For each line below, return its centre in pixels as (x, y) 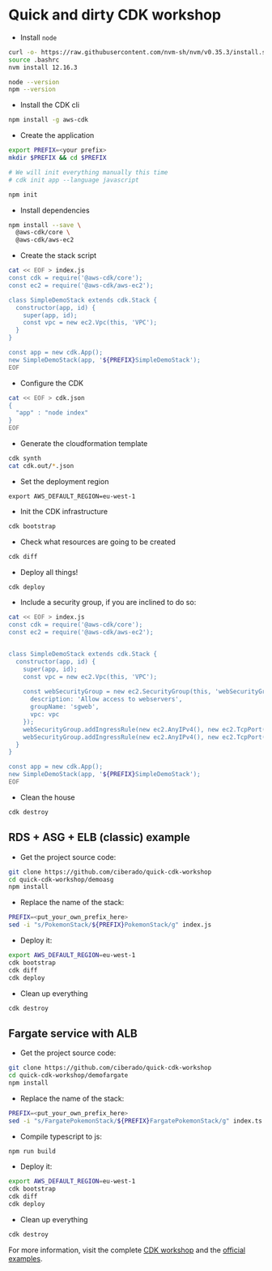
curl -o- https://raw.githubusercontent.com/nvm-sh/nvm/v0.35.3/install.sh (139, 52)
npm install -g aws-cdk (49, 120)
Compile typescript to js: (61, 1136)
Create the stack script (58, 255)
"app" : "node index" (52, 413)
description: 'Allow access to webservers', (106, 699)
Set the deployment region (64, 481)
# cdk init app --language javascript (74, 180)
